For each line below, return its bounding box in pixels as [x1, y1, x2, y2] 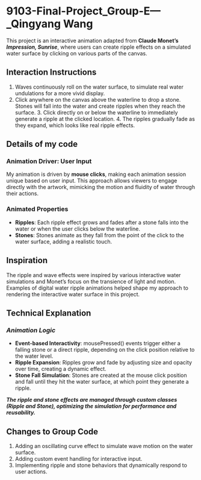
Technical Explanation [6, 308, 91, 318]
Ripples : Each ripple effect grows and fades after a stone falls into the [14, 219, 188, 226]
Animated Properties [6, 205, 69, 213]
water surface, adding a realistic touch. [14, 238, 113, 245]
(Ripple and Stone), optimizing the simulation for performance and [6, 402, 177, 410]
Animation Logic [6, 326, 56, 334]
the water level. [14, 352, 54, 360]
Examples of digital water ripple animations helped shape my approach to [6, 284, 188, 291]
